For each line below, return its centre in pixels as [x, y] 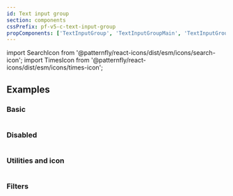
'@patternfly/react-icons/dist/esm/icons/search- [146, 53]
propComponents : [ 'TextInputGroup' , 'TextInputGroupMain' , [94, 33]
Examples [28, 89]
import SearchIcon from [41, 53]
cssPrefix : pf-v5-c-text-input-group [61, 26]
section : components [37, 20]
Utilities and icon [35, 161]
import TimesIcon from [57, 60]
